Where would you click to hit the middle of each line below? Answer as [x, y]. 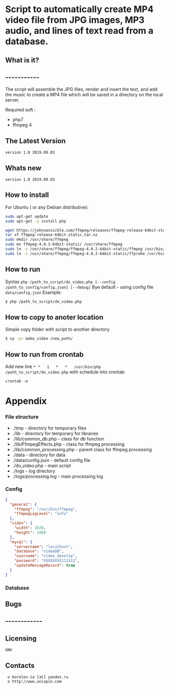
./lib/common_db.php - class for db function [58, 439]
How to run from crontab [45, 354]
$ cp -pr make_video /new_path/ [39, 339]
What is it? [22, 60]
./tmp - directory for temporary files [50, 428]
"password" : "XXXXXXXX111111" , [47, 561]
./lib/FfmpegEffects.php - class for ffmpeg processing [68, 444]
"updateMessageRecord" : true [45, 566]
